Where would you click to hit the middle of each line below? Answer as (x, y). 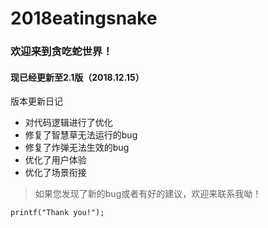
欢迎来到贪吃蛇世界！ (61, 52)
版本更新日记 (36, 101)
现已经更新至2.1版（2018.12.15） (77, 77)
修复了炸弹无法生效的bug (77, 148)
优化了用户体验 (55, 160)
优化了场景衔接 (55, 173)
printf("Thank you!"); (57, 213)
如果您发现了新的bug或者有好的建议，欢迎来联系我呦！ (148, 194)
